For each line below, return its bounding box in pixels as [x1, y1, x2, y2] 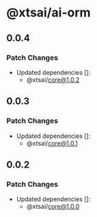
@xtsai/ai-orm [6, 5, 91, 21]
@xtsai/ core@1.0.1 [26, 139, 78, 147]
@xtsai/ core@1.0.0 [26, 203, 80, 211]
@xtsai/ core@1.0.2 [26, 76, 80, 84]
